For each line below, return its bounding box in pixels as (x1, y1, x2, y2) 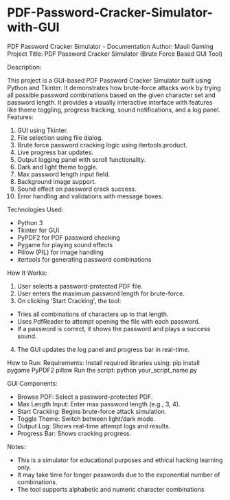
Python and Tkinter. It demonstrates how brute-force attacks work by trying (7, 83, 221, 92)
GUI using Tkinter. (16, 126, 69, 134)
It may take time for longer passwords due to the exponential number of (16, 470, 220, 479)
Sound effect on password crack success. (16, 185, 137, 193)
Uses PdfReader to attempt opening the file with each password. (16, 317, 200, 325)
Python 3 (16, 218, 43, 227)
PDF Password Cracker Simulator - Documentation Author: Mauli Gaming (7, 42, 214, 50)
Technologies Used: (7, 205, 64, 213)
